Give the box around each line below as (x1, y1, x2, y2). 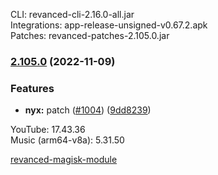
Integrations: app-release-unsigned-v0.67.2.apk (10, 19, 208, 31)
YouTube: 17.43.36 (10, 124, 86, 136)
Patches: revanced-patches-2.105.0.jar (10, 30, 170, 41)
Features (10, 81, 55, 95)
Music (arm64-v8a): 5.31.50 (10, 134, 125, 146)
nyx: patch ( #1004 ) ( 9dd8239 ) (24, 104, 152, 116)
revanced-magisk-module (10, 154, 118, 166)
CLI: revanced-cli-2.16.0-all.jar (10, 9, 135, 20)
